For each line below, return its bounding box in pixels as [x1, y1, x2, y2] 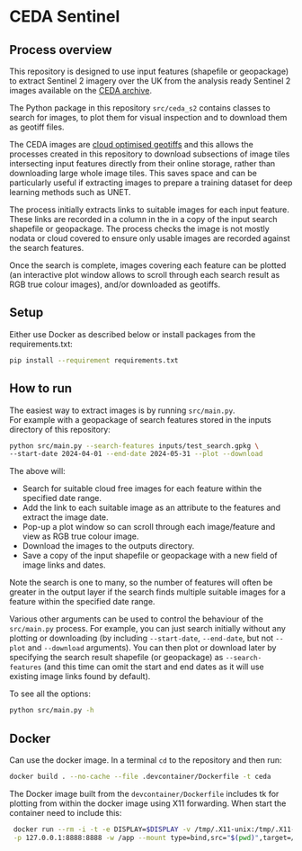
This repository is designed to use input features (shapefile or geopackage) [9, 66, 289, 76]
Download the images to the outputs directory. [22, 541, 195, 551]
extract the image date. [22, 512, 110, 523]
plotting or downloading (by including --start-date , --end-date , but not [9, 632, 274, 644]
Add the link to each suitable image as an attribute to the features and [22, 502, 281, 514]
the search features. [9, 243, 84, 253]
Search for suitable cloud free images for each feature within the [22, 483, 262, 494]
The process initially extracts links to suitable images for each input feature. [9, 204, 289, 215]
